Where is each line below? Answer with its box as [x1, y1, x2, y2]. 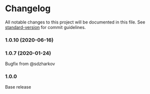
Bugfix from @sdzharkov [5, 61, 55, 67]
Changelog [5, 3, 51, 14]
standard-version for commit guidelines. [5, 24, 86, 30]
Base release [5, 84, 31, 90]
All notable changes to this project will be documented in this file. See [5, 19, 146, 25]
